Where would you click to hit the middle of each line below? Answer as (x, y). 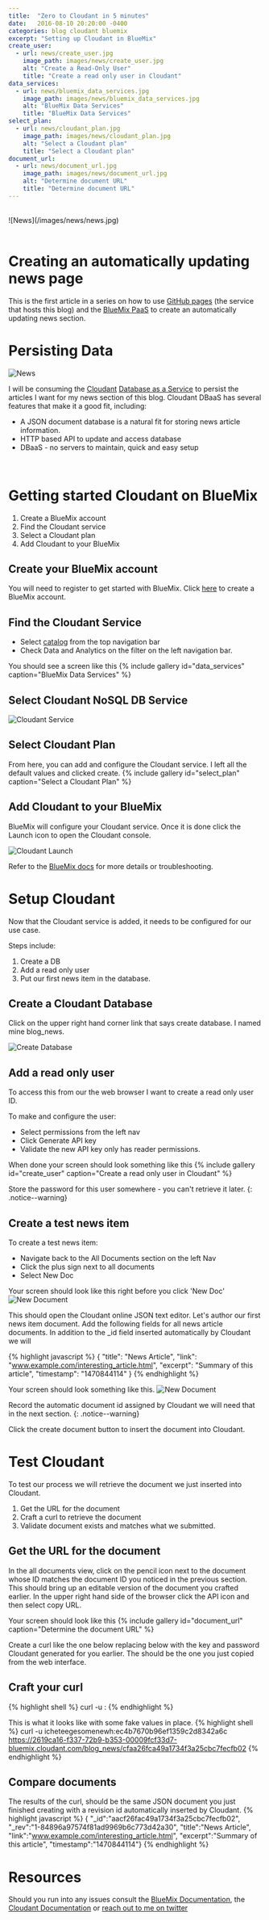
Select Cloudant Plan (62, 745)
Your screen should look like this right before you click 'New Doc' (117, 1291)
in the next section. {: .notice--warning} (74, 1414)
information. (40, 430)
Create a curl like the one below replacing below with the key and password (134, 1645)
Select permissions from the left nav (80, 1132)
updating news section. (47, 318)
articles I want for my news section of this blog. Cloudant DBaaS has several (135, 397)
